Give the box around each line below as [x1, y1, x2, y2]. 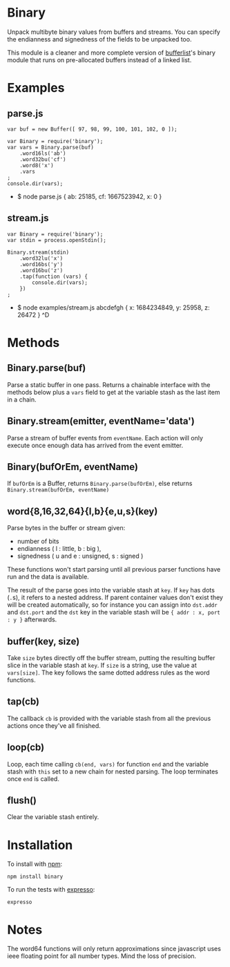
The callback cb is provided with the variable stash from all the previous [7, 714, 211, 722]
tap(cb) [7, 696, 40, 708]
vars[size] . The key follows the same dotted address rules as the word [7, 668, 210, 677]
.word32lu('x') [19, 254, 64, 262]
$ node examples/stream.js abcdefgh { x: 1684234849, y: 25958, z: [17, 303, 210, 312]
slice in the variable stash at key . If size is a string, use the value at [7, 661, 197, 669]
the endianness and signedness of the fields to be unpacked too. [7, 35, 192, 43]
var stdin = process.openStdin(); [7, 236, 107, 243]
